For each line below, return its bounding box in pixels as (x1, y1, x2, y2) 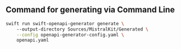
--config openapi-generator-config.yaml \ (16, 32, 124, 38)
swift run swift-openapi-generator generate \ (5, 20, 124, 26)
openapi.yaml (16, 37, 49, 44)
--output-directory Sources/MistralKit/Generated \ (16, 26, 149, 32)
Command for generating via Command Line (5, 5, 175, 15)
